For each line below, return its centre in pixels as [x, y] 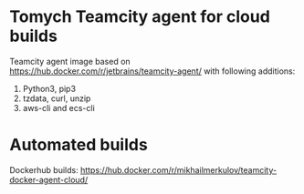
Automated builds [79, 145]
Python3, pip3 [49, 88]
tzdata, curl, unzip [57, 98]
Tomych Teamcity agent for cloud [140, 17]
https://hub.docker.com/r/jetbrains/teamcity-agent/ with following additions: [152, 71]
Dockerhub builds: [44, 169]
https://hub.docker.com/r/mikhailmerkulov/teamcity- [178, 169]
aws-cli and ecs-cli [59, 107]
